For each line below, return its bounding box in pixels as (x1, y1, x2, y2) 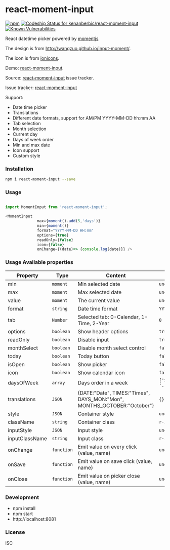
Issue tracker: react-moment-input (5, 85, 77, 91)
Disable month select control (77, 344, 146, 351)
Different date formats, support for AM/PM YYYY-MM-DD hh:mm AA (12, 115, 156, 121)
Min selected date (77, 280, 120, 287)
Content (106, 272, 126, 279)
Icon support (12, 147, 39, 153)
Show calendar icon (77, 369, 125, 376)
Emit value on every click (77, 443, 137, 450)
